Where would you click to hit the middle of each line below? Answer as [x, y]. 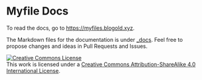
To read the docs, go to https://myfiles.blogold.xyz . [71, 28]
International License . [33, 70]
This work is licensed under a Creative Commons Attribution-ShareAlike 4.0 [101, 64]
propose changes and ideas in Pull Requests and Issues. [77, 46]
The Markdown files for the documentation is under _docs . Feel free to [95, 39]
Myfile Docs [37, 11]
